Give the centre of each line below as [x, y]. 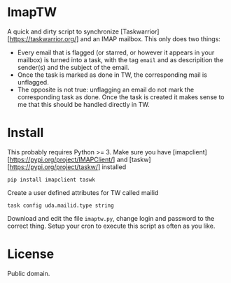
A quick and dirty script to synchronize [63, 31]
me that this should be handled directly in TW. [84, 104]
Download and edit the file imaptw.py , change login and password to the [111, 218]
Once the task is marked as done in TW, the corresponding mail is [112, 75]
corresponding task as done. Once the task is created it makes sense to [121, 97]
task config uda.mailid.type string [61, 205]
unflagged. [33, 82]
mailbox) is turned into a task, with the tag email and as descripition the [120, 59]
